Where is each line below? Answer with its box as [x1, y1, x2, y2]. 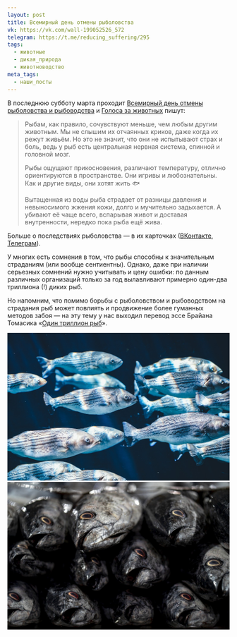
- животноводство [13, 63, 65, 71]
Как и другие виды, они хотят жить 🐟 [24, 178, 140, 187]
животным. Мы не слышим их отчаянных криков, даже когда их [24, 127, 219, 135]
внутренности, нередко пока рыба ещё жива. [24, 217, 162, 226]
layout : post [7, 11, 46, 18]
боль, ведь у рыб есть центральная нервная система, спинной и [24, 142, 220, 151]
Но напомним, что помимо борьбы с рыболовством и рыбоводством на [7, 296, 226, 305]
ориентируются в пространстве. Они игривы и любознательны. [24, 171, 217, 179]
